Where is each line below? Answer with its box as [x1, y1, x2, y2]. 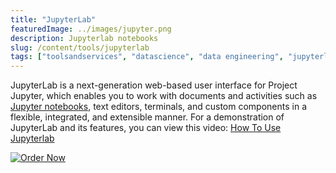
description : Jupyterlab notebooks [10, 33, 159, 43]
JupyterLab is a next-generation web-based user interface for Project [10, 79, 298, 91]
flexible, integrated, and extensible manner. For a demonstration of [10, 111, 285, 123]
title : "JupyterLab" [10, 14, 97, 25]
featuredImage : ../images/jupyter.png [10, 24, 172, 34]
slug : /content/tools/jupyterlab [10, 42, 150, 53]
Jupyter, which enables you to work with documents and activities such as [10, 90, 318, 102]
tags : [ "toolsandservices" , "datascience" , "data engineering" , [10, 52, 284, 62]
